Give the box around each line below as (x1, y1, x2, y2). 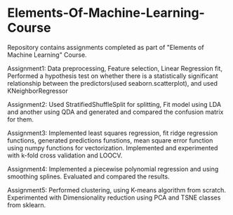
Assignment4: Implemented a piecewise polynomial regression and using (7, 164, 219, 173)
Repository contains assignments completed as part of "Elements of (7, 43, 205, 51)
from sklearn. (7, 200, 46, 209)
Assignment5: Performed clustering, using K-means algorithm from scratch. (7, 185, 227, 194)
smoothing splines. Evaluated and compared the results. (7, 172, 170, 181)
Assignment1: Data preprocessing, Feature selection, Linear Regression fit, (7, 64, 223, 72)
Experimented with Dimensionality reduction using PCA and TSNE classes (7, 193, 221, 202)
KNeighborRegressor (7, 86, 69, 95)
